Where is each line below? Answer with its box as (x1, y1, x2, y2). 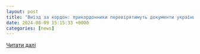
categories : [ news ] (6, 25, 55, 31)
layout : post (6, 8, 39, 15)
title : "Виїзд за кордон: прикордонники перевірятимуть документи (6, 14, 174, 20)
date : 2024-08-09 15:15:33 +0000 (6, 20, 89, 26)
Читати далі (6, 42, 36, 49)
